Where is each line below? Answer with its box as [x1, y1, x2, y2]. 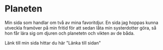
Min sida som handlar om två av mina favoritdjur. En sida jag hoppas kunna [4, 19, 159, 25]
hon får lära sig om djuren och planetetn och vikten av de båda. [4, 30, 135, 36]
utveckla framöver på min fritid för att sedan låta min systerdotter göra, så [4, 24, 157, 30]
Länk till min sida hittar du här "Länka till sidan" [4, 39, 101, 45]
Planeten [4, 3, 43, 14]
